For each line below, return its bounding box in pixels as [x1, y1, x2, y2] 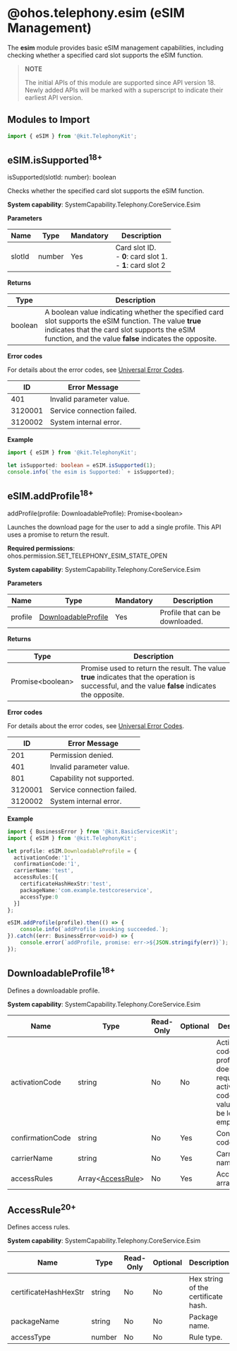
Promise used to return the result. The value [80, 663, 226, 673]
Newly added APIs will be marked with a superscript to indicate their [24, 86, 224, 94]
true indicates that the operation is [80, 672, 195, 682]
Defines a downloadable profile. [7, 986, 100, 995]
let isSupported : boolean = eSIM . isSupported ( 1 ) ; [7, 462, 157, 469]
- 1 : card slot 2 [115, 260, 166, 270]
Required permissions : [7, 544, 75, 552]
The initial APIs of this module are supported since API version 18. [24, 78, 216, 86]
